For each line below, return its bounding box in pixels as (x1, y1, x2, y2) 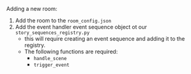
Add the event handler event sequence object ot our (15, 24, 147, 30)
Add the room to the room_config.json (15, 17, 111, 24)
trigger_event (33, 62, 70, 68)
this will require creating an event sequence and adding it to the (24, 35, 185, 42)
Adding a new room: (6, 5, 58, 12)
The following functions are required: (24, 48, 118, 55)
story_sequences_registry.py (15, 30, 90, 36)
